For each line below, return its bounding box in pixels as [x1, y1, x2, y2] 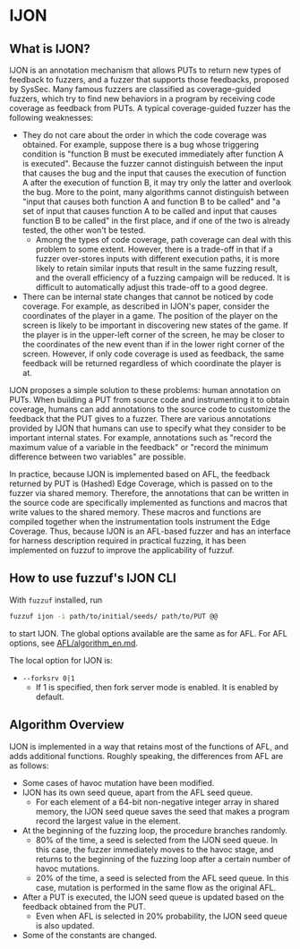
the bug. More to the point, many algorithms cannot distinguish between [21, 187, 289, 197]
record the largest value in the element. [35, 816, 181, 826]
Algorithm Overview [9, 717, 124, 732]
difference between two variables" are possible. [9, 451, 186, 462]
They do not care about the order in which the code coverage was [21, 130, 267, 140]
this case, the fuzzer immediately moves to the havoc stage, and [35, 843, 274, 855]
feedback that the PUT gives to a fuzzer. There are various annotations [9, 414, 271, 423]
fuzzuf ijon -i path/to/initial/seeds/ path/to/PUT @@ [9, 611, 219, 620]
